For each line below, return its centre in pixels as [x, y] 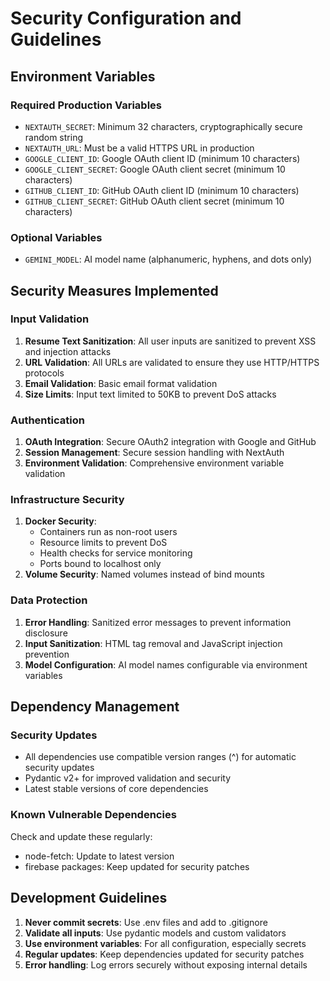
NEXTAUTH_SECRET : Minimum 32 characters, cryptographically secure [163, 126]
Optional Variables [56, 237]
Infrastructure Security [67, 500]
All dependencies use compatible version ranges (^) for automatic [160, 757]
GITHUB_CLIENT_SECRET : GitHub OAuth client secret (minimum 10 [154, 201]
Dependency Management [95, 707]
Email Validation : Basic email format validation [121, 383]
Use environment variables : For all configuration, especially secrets [165, 943]
